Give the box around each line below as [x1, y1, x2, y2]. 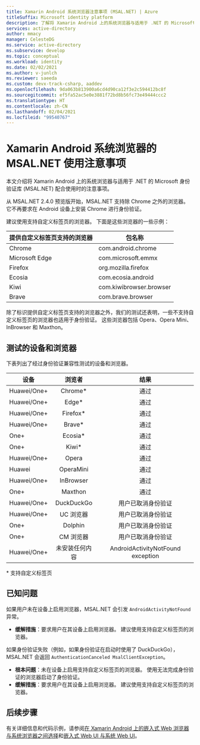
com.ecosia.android [98, 273, 154, 281]
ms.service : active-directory [6, 42, 82, 48]
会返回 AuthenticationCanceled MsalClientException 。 [34, 653, 168, 660]
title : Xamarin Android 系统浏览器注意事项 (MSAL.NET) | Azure [6, 8, 158, 15]
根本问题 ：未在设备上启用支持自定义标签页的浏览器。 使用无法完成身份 [14, 666, 189, 673]
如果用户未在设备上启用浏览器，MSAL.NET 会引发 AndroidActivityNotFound [6, 605, 191, 612]
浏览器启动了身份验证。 [25, 673, 83, 680]
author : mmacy [6, 31, 42, 37]
